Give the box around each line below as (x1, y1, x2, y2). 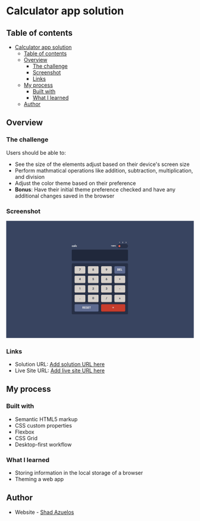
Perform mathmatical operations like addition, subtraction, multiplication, (14, 167, 193, 174)
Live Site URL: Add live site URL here (14, 367, 105, 374)
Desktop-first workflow (14, 441, 72, 448)
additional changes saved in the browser (14, 192, 115, 199)
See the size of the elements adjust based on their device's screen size (14, 161, 190, 168)
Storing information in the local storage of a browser (14, 469, 143, 476)
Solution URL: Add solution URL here (14, 361, 105, 368)
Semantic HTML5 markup (14, 415, 78, 423)
